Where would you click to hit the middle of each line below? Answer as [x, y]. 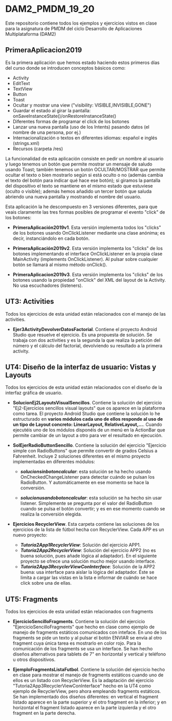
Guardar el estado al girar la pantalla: [52, 110]
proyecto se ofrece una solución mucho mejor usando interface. [88, 561]
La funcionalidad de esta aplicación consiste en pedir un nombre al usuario [84, 158]
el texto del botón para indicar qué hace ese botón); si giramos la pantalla [83, 180]
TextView [23, 89]
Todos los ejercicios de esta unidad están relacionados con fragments [79, 612]
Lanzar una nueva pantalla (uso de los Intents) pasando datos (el [81, 127]
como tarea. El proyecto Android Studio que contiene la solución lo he [86, 414]
